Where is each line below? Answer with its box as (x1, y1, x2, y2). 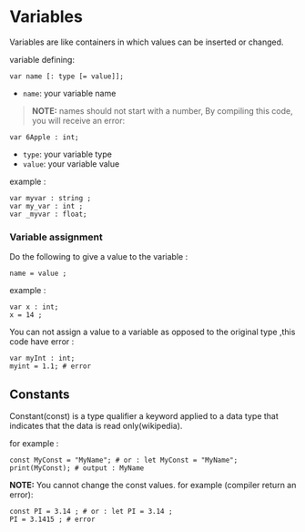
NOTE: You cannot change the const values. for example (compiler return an (9, 480, 297, 491)
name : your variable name (22, 87, 117, 98)
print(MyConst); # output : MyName (9, 464, 145, 473)
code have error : (9, 336, 75, 347)
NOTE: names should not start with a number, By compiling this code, (31, 105, 293, 116)
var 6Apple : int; (9, 132, 79, 142)
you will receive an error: (31, 115, 126, 126)
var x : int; (9, 302, 59, 312)
